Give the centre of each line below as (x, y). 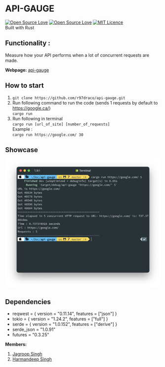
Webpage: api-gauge (27, 70)
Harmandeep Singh (32, 359)
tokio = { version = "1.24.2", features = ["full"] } (60, 319)
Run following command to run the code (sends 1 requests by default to (85, 103)
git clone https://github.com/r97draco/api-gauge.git (69, 98)
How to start (24, 85)
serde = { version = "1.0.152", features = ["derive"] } (65, 324)
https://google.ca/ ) (31, 108)
